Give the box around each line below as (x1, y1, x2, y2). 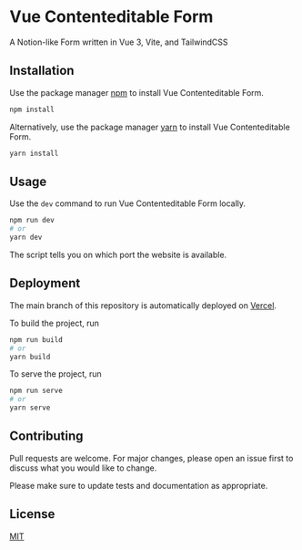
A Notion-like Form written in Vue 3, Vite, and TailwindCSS (9, 36, 229, 47)
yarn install (9, 149, 59, 158)
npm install (9, 105, 55, 114)
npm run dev (9, 216, 55, 225)
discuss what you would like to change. (9, 462, 157, 473)
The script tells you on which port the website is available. (9, 249, 227, 260)
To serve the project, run (9, 368, 102, 379)
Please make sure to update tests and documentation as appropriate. (9, 480, 268, 491)
